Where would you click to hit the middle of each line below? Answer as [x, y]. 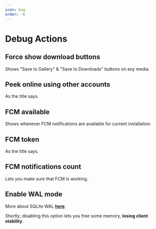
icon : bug [15, 10]
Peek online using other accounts [58, 84]
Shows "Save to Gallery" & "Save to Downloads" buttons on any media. [78, 69]
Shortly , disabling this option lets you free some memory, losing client [77, 216]
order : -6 [15, 14]
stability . [14, 221]
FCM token [22, 139]
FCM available [27, 112]
